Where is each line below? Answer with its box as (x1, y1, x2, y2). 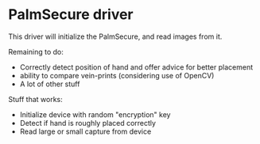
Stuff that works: (8, 94, 64, 104)
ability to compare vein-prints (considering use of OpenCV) (19, 70, 215, 80)
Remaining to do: (8, 47, 64, 56)
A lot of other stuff (19, 79, 80, 89)
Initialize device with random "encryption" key (19, 109, 171, 119)
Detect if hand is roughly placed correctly (19, 118, 157, 127)
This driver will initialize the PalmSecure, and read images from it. (8, 32, 223, 41)
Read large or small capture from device (19, 127, 152, 136)
